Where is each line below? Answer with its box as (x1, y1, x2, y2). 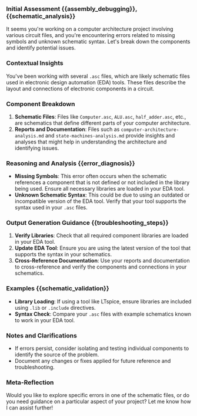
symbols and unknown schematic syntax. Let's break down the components (6, 38, 191, 45)
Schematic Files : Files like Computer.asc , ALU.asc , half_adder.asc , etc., (14, 113, 186, 120)
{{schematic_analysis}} (6, 12, 76, 20)
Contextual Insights (6, 59, 64, 67)
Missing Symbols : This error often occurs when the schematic (14, 173, 167, 180)
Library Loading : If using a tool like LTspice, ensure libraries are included (14, 297, 192, 305)
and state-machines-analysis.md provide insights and (45, 132, 175, 139)
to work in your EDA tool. (14, 316, 75, 323)
